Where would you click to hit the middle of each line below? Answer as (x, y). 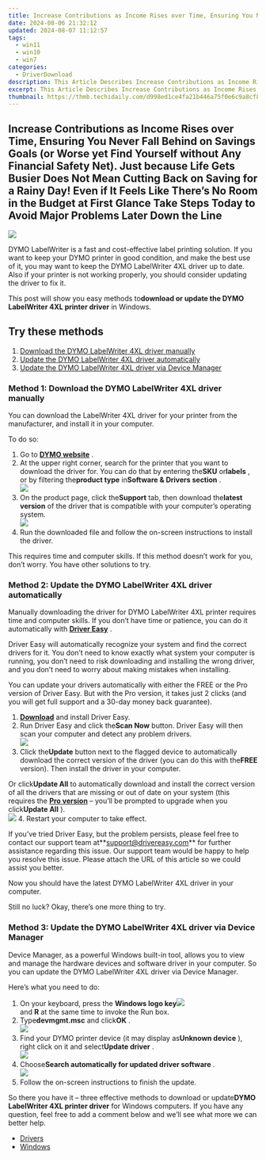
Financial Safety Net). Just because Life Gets (122, 166)
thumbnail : (26, 97)
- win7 (26, 60)
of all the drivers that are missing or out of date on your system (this (119, 793)
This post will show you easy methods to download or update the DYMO (126, 299)
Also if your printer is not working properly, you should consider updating (127, 275)
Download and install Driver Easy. (75, 717)
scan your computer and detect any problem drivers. (106, 734)
